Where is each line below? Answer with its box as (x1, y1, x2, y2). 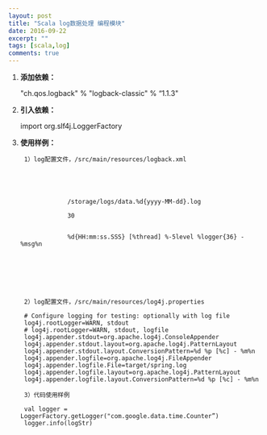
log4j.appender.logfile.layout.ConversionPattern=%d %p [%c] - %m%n (23, 375, 260, 383)
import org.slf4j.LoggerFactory (19, 122, 123, 130)
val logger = (23, 405, 68, 413)
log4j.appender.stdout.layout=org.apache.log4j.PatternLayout (23, 340, 238, 348)
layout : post (8, 11, 52, 20)
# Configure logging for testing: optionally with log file (23, 312, 231, 320)
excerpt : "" (8, 34, 48, 43)
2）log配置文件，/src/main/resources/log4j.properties (23, 298, 205, 306)
